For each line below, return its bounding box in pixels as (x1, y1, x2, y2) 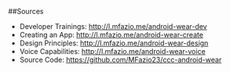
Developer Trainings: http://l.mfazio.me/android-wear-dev (19, 22, 207, 31)
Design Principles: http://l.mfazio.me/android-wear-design (19, 38, 209, 48)
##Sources (8, 7, 44, 16)
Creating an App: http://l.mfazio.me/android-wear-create (19, 31, 204, 39)
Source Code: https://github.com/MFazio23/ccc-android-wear (19, 55, 222, 64)
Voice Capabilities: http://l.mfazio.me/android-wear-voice (19, 47, 206, 56)
